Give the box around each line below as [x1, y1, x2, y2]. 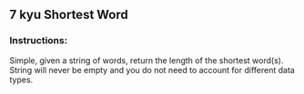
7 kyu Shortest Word [9, 7, 129, 23]
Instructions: [9, 34, 68, 47]
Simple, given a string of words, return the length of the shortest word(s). [9, 54, 284, 66]
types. [9, 74, 34, 85]
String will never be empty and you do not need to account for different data [9, 64, 296, 75]
